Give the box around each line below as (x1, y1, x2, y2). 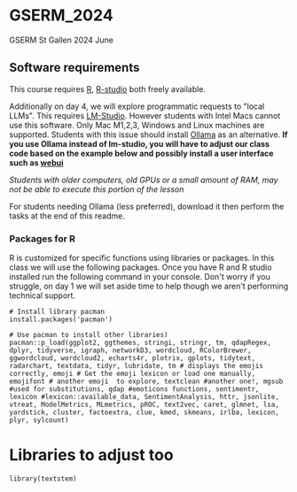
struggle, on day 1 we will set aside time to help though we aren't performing (9, 281, 289, 292)
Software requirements (9, 60, 140, 75)
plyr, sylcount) (9, 416, 69, 425)
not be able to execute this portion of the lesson (9, 183, 184, 195)
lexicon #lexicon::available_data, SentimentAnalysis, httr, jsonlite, (9, 393, 279, 402)
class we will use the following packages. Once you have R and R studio (9, 262, 272, 273)
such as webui (9, 157, 64, 168)
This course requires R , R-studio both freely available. (9, 83, 207, 94)
